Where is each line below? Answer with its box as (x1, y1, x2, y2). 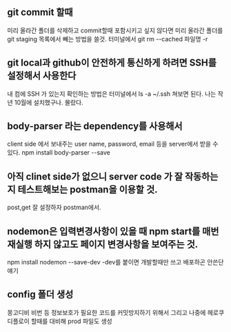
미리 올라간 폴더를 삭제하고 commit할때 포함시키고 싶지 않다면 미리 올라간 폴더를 (7, 26, 223, 35)
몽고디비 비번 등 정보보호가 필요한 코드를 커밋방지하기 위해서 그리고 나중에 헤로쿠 (7, 308, 225, 316)
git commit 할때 (7, 6, 74, 19)
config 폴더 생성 (7, 289, 74, 300)
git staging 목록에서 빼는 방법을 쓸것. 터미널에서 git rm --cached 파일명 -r (7, 35, 208, 43)
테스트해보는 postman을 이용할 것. (17, 184, 158, 195)
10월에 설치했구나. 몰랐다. (14, 98, 84, 106)
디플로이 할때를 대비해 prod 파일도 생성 (7, 317, 112, 325)
